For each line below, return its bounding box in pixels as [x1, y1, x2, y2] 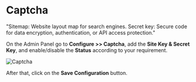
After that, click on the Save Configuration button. [6, 69, 128, 76]
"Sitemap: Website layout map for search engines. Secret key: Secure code [6, 23, 187, 30]
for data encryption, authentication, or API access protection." [6, 29, 156, 36]
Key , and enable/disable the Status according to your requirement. [6, 46, 168, 53]
